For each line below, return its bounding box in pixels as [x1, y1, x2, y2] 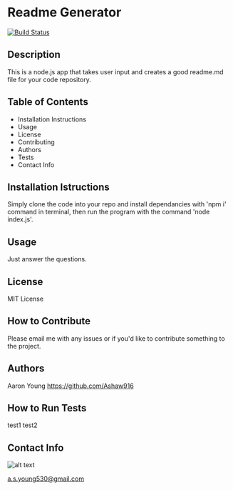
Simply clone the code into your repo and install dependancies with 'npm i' [7, 200, 227, 209]
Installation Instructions [17, 115, 87, 124]
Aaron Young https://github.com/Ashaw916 [7, 381, 134, 390]
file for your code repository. [7, 75, 91, 84]
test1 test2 [7, 421, 38, 429]
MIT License [7, 294, 44, 303]
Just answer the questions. [7, 255, 87, 264]
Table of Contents [7, 96, 89, 108]
